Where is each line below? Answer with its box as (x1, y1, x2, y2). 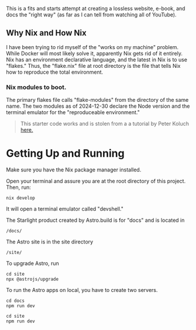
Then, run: (6, 184, 31, 191)
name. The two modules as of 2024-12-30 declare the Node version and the (6, 102, 190, 110)
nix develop (6, 195, 35, 201)
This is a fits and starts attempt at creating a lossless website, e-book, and (6, 5, 185, 12)
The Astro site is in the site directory (6, 238, 94, 245)
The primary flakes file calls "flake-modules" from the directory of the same (6, 97, 189, 104)
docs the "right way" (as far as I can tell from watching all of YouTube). (6, 11, 177, 18)
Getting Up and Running (6, 147, 125, 160)
